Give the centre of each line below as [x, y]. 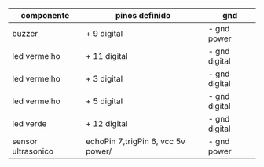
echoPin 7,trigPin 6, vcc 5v [136, 142]
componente [45, 15]
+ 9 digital [104, 33]
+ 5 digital [104, 101]
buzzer [25, 33]
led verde [29, 123]
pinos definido [143, 15]
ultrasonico [33, 151]
